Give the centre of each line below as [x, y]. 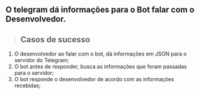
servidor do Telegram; [42, 60]
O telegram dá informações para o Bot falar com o [100, 10]
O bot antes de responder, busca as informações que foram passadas [100, 67]
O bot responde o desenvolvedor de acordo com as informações [94, 79]
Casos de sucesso [55, 39]
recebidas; [28, 85]
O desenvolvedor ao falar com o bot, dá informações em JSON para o [100, 54]
